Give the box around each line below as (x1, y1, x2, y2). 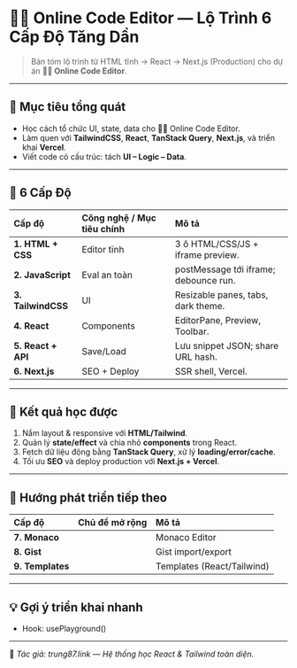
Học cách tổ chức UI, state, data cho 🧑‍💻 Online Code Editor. (21, 123, 240, 134)
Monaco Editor (156, 532, 217, 544)
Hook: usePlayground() (21, 624, 107, 633)
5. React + (13, 339, 57, 352)
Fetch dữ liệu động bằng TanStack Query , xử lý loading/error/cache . (21, 447, 276, 457)
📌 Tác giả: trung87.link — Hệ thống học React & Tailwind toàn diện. (9, 649, 255, 659)
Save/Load (81, 345, 126, 357)
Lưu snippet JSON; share (175, 339, 279, 352)
